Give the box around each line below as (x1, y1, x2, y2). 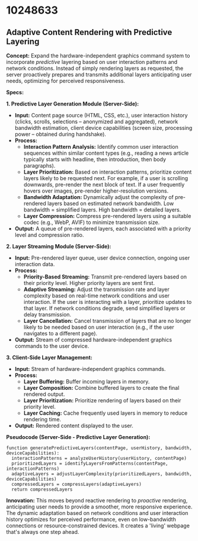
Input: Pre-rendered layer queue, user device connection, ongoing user (14, 254, 190, 261)
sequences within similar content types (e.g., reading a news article (23, 149, 189, 156)
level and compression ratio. (14, 232, 84, 238)
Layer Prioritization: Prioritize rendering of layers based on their (23, 397, 181, 404)
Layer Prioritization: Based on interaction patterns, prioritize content (23, 168, 192, 175)
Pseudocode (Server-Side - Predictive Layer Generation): (6, 434, 151, 440)
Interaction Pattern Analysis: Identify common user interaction (23, 143, 179, 150)
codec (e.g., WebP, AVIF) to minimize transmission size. (23, 219, 160, 226)
